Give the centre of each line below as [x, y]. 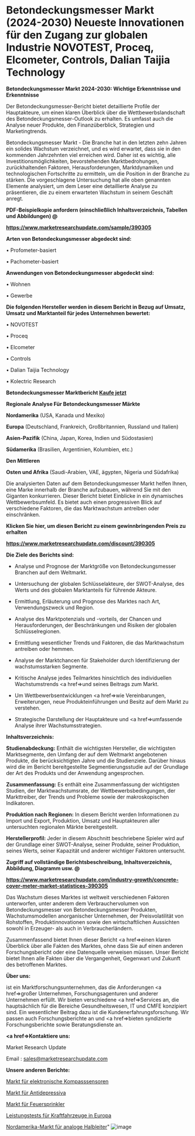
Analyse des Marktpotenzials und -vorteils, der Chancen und [88, 619]
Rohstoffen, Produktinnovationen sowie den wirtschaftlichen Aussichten [93, 922]
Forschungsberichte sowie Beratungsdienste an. [64, 1024]
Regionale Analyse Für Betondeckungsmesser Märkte [73, 404]
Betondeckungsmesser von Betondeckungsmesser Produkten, [81, 909]
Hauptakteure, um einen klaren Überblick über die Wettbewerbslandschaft [96, 112]
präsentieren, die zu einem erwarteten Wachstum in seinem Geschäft [90, 192]
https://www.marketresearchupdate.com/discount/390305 [81, 543]
